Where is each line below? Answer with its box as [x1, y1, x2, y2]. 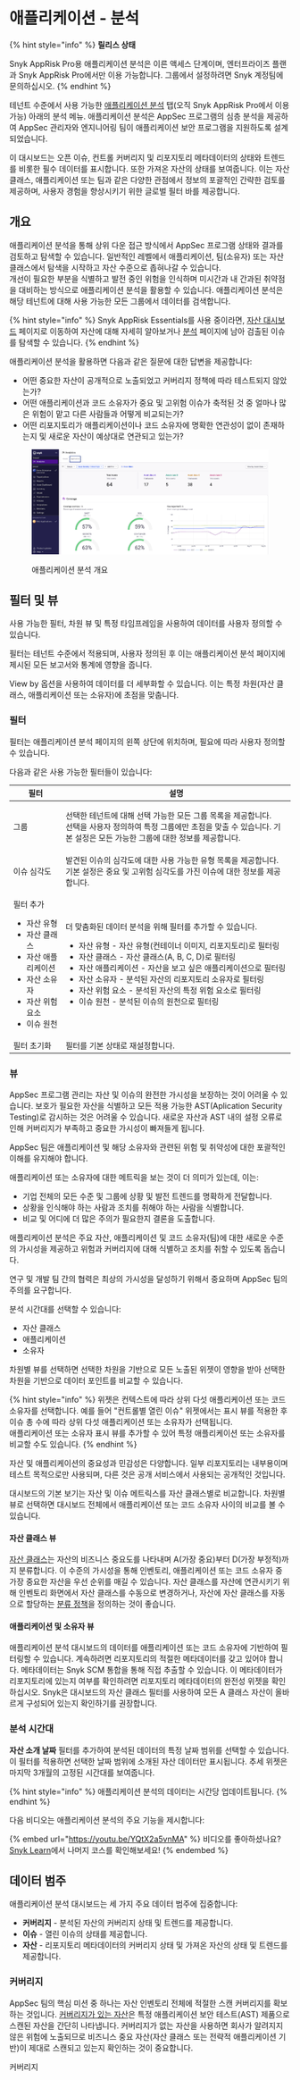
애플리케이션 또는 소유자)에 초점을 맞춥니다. [28, 690, 179, 700]
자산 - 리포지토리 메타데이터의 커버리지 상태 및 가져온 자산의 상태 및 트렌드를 [21, 1940, 288, 1950]
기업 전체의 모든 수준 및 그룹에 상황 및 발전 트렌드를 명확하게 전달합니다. [21, 1190, 272, 1202]
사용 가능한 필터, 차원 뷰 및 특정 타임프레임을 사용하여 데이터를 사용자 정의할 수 [9, 618, 283, 629]
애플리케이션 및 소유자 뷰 [9, 1621, 95, 1631]
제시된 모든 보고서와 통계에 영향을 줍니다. [9, 659, 153, 670]
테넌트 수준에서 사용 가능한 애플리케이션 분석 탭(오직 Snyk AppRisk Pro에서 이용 [9, 99, 290, 110]
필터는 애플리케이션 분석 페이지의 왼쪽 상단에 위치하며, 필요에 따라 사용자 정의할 [9, 736, 286, 747]
